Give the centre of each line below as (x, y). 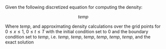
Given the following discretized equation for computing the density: (74, 7)
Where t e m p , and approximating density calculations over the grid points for (83, 26)
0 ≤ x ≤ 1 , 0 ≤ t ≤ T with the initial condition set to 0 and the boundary (77, 31)
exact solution (19, 42)
